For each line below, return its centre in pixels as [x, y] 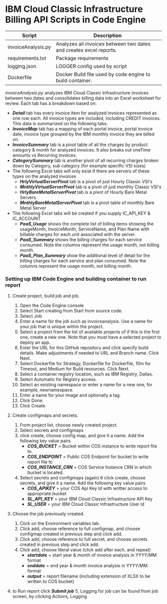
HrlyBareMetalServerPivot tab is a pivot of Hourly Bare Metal [83, 192]
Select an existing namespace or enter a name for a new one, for [86, 385]
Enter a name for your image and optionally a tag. [70, 395]
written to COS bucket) [51, 582]
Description [108, 35]
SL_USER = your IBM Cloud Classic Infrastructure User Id [86, 504]
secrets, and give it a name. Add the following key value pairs [83, 483]
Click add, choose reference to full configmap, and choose [80, 529]
